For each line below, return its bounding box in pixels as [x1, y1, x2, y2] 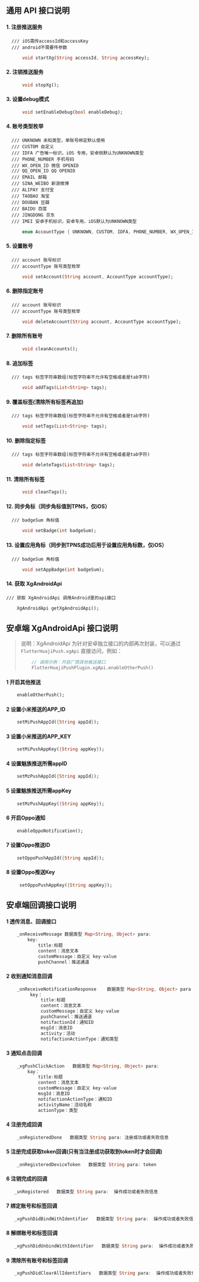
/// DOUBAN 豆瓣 [11, 199, 50, 205]
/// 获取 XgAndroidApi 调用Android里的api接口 [6, 595, 116, 601]
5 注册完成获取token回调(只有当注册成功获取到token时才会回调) [6, 1148, 163, 1155]
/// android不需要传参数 [11, 44, 68, 51]
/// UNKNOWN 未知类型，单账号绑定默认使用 [11, 137, 105, 143]
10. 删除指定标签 [6, 436, 46, 444]
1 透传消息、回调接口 [6, 917, 57, 925]
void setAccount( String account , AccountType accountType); [21, 274, 174, 279]
